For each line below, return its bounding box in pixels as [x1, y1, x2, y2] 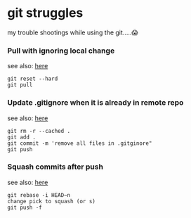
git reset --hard [7, 75, 58, 82]
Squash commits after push [7, 162, 104, 172]
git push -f [7, 204, 42, 211]
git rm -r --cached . [7, 127, 71, 134]
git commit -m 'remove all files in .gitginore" [7, 139, 152, 147]
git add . [7, 134, 37, 141]
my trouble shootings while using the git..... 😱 [7, 28, 138, 37]
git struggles [7, 5, 84, 21]
